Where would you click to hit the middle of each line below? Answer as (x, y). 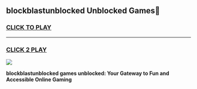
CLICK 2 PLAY (26, 49)
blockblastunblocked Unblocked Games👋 (83, 11)
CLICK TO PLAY (29, 28)
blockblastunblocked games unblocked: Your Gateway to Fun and (88, 73)
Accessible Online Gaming (39, 79)
